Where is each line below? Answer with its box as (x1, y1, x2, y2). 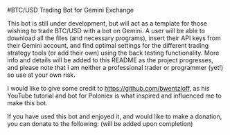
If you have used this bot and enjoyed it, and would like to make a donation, (7, 112, 222, 120)
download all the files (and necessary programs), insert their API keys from (7, 34, 221, 42)
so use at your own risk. (7, 71, 76, 79)
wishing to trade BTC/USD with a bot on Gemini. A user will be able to (7, 27, 206, 35)
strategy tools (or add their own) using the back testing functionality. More (7, 48, 220, 57)
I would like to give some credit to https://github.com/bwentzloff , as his (7, 84, 210, 92)
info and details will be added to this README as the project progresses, (7, 56, 213, 64)
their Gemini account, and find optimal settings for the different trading (7, 42, 209, 49)
